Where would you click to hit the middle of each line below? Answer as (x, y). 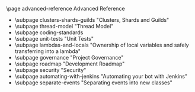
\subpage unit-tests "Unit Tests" (54, 39)
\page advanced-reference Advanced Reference (66, 9)
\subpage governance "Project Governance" (69, 57)
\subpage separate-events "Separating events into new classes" (94, 83)
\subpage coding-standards (49, 32)
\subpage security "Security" (50, 70)
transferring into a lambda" (48, 51)
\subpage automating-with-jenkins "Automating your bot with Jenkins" (101, 76)
